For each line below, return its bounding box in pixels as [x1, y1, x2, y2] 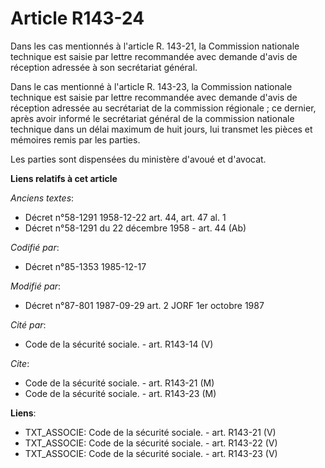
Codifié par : [10, 241, 60, 253]
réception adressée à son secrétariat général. [10, 61, 198, 73]
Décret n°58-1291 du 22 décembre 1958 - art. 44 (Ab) [24, 222, 247, 234]
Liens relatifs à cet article [10, 172, 118, 184]
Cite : [10, 357, 30, 369]
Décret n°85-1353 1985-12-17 [24, 260, 147, 272]
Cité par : [10, 318, 47, 331]
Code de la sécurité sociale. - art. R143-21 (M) [24, 377, 215, 389]
